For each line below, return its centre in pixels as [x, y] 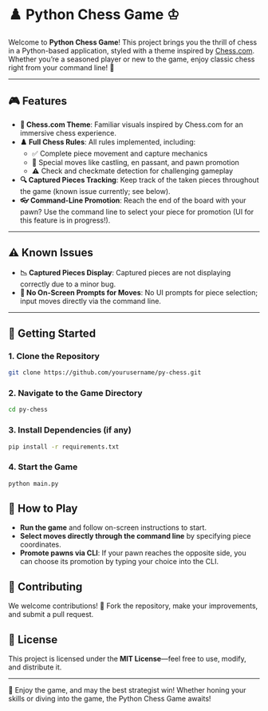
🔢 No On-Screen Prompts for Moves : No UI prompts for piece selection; [138, 292]
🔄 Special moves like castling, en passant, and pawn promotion [135, 162]
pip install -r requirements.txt [64, 447]
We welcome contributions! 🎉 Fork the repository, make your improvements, [133, 606]
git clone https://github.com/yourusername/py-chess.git [105, 373]
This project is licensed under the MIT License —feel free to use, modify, [127, 659]
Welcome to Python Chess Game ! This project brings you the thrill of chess [133, 42]
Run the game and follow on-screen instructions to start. [113, 527]
